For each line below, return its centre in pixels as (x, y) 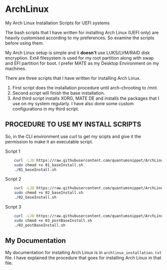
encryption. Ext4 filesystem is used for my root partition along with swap (80, 58)
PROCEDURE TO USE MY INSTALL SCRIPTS (73, 124)
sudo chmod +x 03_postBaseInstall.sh (53, 220)
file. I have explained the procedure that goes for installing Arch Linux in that (83, 258)
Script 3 (13, 207)
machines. (16, 68)
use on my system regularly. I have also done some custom (73, 103)
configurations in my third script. (46, 109)
